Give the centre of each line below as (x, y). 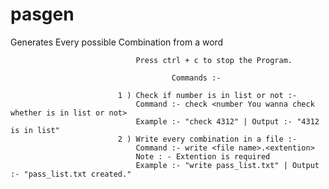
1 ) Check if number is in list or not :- (207, 95)
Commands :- (196, 78)
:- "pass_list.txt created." (71, 174)
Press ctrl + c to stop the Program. (214, 60)
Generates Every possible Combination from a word (117, 42)
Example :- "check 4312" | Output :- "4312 (227, 121)
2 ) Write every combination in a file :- (207, 139)
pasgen (42, 14)
